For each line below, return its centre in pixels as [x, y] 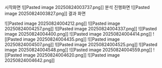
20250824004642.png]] [30, 60]
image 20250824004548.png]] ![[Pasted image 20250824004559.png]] [79, 50]
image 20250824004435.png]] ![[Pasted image [71, 39]
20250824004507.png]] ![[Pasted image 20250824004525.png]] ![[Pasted [81, 44]
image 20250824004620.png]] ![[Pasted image [71, 55]
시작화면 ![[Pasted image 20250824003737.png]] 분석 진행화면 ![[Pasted [77, 7]
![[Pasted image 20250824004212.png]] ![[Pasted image [62, 23]
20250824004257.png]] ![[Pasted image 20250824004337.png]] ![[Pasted [81, 29]
